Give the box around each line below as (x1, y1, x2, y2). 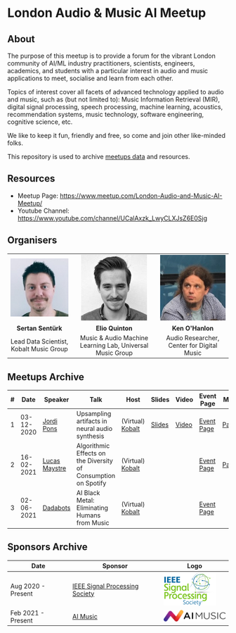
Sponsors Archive (7, 541, 88, 553)
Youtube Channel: (17, 206, 70, 215)
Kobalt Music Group (10, 345, 68, 353)
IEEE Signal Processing (72, 582, 139, 590)
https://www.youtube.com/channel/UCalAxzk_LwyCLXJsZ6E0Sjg (17, 213, 208, 223)
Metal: (76, 496, 95, 505)
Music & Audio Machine (79, 333, 149, 342)
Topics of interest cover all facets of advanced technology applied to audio (7, 88, 225, 96)
